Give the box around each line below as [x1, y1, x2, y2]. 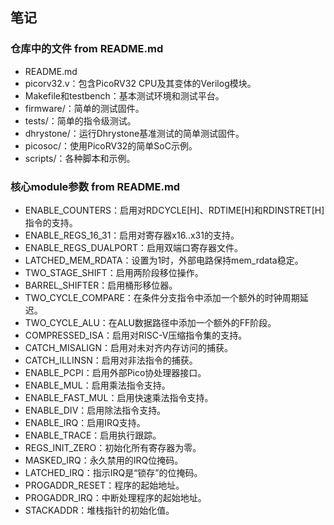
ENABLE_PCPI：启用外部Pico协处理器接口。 [24, 366, 207, 378]
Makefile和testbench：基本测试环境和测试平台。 [24, 89, 225, 102]
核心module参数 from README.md [10, 179, 181, 193]
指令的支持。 [24, 216, 78, 228]
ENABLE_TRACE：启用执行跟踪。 [24, 429, 162, 441]
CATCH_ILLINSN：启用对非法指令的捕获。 [24, 354, 198, 366]
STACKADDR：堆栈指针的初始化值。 [24, 504, 175, 516]
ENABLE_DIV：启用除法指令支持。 [24, 404, 167, 416]
